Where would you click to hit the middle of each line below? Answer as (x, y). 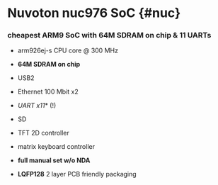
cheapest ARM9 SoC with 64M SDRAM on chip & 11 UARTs (109, 35)
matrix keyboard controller (56, 147)
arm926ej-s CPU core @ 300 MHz (68, 50)
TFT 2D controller (43, 133)
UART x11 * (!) (37, 106)
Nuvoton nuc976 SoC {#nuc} (94, 13)
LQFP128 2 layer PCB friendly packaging (77, 174)
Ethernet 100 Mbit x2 (48, 92)
